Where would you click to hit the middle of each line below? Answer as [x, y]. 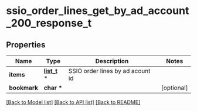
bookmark [23, 88]
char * [53, 88]
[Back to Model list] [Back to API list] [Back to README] [73, 102]
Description [112, 61]
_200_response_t [49, 23]
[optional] [174, 88]
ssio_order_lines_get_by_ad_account [98, 11]
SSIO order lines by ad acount [109, 71]
